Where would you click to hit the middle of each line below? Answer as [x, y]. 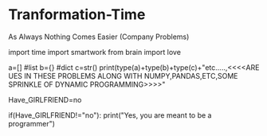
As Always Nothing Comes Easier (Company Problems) [99, 37]
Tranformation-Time [77, 15]
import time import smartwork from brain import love [95, 52]
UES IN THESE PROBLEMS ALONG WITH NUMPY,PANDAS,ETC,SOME [123, 76]
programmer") [32, 123]
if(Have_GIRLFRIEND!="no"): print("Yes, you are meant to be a [110, 115]
